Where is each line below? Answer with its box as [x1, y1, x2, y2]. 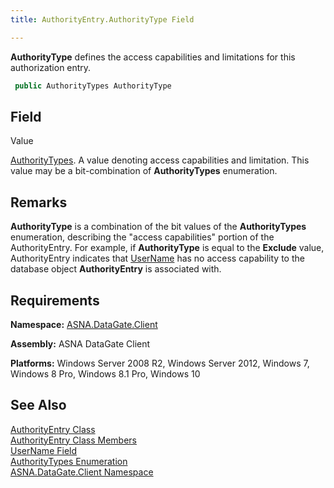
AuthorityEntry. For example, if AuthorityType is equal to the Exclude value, [10, 242, 325, 254]
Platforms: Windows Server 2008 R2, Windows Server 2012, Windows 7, [10, 357, 310, 369]
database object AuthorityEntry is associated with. [10, 263, 222, 275]
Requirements [10, 292, 100, 309]
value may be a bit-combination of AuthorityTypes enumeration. [10, 165, 278, 177]
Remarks [10, 194, 68, 211]
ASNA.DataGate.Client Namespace [10, 466, 154, 478]
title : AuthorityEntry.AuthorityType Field [10, 14, 195, 25]
